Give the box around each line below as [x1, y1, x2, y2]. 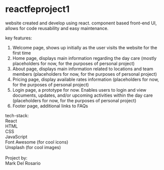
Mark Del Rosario [5, 160, 41, 166]
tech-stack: [5, 112, 29, 118]
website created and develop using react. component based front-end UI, [5, 20, 157, 26]
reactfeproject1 [5, 3, 70, 15]
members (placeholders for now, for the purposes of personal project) [12, 71, 157, 77]
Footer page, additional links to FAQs [12, 103, 88, 109]
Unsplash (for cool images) [5, 144, 61, 150]
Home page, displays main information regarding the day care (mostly [12, 55, 156, 61]
